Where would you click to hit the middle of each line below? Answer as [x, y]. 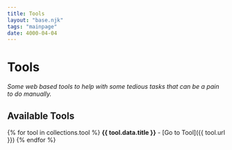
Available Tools [41, 116]
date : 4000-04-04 [32, 33]
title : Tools [26, 14]
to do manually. [30, 94]
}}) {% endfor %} [32, 140]
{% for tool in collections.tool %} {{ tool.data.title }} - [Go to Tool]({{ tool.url [116, 132]
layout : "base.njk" [35, 20]
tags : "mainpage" [32, 26]
